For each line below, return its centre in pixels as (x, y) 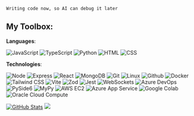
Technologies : (24, 64)
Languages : (21, 41)
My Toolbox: (30, 27)
